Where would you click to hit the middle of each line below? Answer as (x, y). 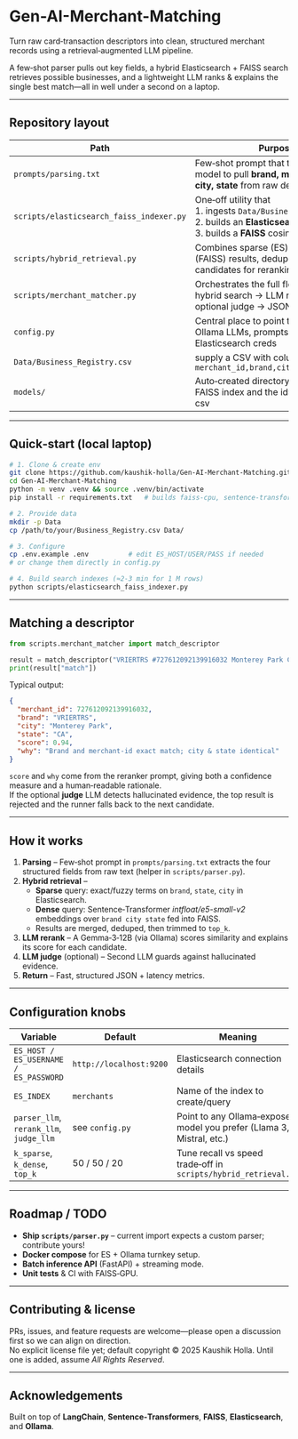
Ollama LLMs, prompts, (243, 332)
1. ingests (216, 211)
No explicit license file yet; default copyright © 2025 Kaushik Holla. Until (141, 1350)
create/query (204, 1102)
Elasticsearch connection (229, 1058)
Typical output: (37, 685)
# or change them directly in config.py (85, 563)
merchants (93, 1096)
